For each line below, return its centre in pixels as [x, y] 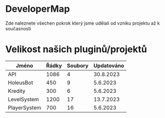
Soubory [78, 66]
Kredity [17, 91]
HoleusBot [21, 83]
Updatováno [109, 66]
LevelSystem [24, 99]
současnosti [18, 28]
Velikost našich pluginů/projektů [76, 50]
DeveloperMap [38, 9]
